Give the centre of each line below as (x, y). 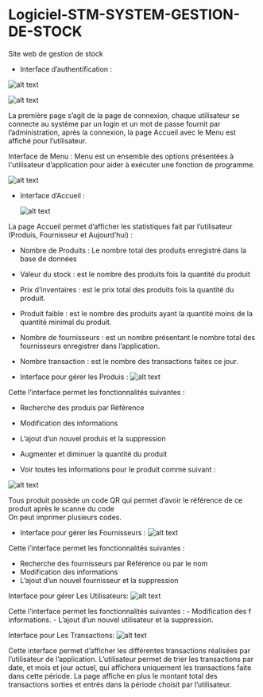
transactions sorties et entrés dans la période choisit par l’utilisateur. (120, 684)
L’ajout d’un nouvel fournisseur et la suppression (99, 580)
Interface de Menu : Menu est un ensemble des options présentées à (121, 156)
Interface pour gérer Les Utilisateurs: (69, 596)
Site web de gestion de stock (56, 53)
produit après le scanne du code (62, 508)
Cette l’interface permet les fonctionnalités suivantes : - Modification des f (130, 611)
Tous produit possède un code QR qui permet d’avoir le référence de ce (126, 500)
